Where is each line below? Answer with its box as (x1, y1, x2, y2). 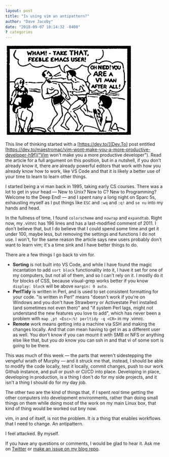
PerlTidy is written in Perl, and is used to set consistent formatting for (12, 289, 159, 295)
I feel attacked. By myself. (5, 431, 59, 437)
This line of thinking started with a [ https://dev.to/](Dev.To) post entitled (5, 141, 155, 147)
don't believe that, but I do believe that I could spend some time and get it (5, 226, 159, 232)
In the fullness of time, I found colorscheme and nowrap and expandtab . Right (5, 215, 162, 221)
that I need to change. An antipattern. (5, 421, 84, 427)
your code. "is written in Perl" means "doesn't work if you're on (12, 294, 146, 300)
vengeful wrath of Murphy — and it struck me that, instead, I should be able (5, 358, 163, 364)
